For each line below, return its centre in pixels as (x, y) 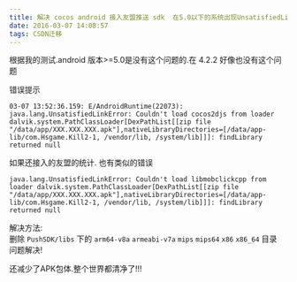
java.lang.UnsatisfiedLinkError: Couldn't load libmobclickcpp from (138, 179)
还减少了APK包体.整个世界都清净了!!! (76, 269)
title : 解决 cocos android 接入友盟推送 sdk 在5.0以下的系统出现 (123, 17)
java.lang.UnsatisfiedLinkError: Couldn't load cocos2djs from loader (142, 114)
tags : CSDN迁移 (36, 34)
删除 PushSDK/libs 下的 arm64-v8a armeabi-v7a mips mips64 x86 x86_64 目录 (143, 239)
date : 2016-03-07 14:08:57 (59, 26)
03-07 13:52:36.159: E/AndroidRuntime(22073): (96, 107)
